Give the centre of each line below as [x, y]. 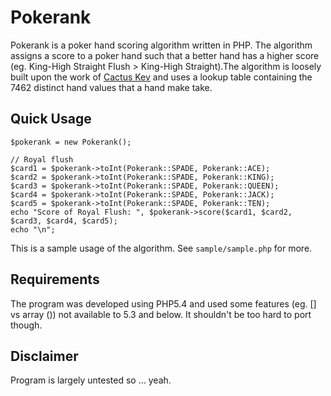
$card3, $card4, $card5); [64, 221]
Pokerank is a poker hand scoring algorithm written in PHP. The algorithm [161, 45]
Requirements [55, 279]
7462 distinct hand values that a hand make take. [111, 87]
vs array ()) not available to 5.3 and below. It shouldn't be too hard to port [161, 314]
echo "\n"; [33, 229]
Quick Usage [51, 119]
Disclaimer [44, 356]
